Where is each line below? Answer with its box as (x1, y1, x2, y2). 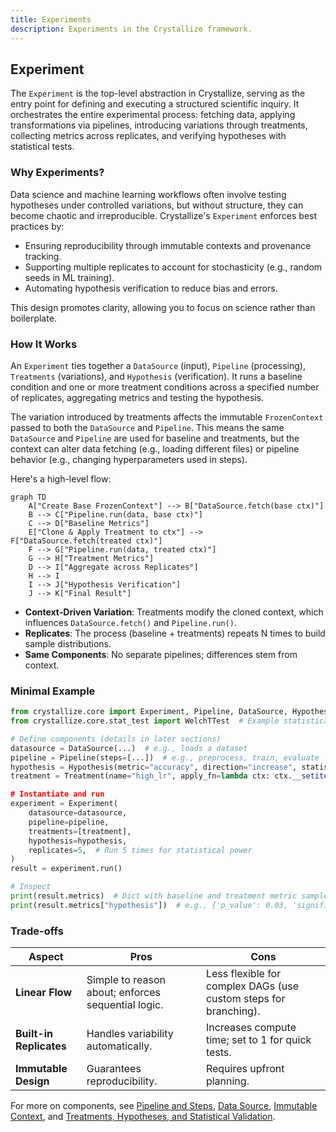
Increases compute (205, 1021, 297, 1035)
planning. (205, 1074, 250, 1088)
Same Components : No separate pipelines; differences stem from (24, 648, 298, 660)
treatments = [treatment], (28, 826, 132, 836)
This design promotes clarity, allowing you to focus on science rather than (10, 301, 316, 313)
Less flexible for (205, 967, 282, 981)
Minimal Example (10, 684, 96, 698)
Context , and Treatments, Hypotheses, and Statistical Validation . (10, 1111, 276, 1123)
